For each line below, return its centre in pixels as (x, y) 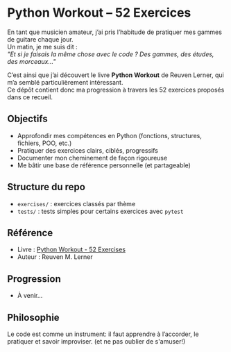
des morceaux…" (32, 61)
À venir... (30, 296)
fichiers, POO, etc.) (44, 143)
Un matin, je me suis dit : (42, 47)
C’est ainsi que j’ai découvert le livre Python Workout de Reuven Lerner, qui (115, 75)
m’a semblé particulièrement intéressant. (65, 82)
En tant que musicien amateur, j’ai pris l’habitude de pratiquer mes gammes (114, 32)
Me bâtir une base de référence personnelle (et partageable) (104, 165)
